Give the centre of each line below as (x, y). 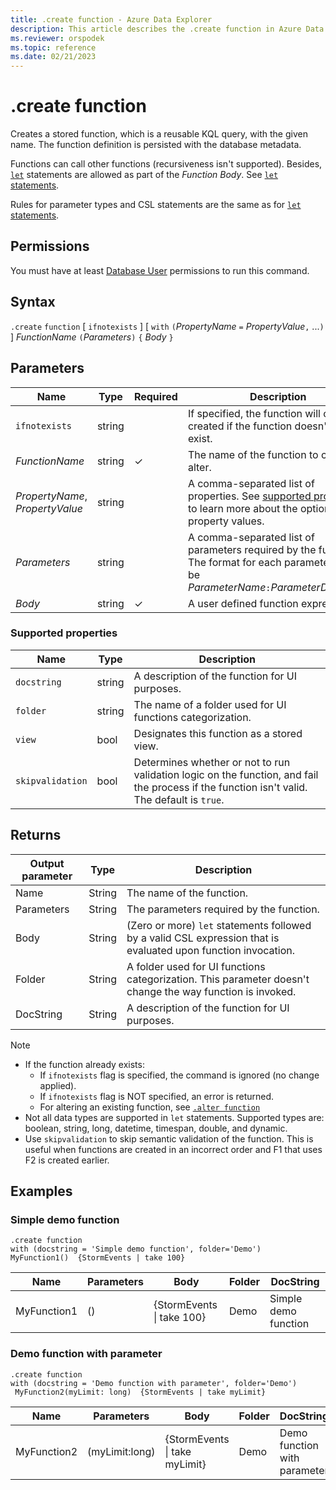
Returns (36, 835)
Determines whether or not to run (212, 762)
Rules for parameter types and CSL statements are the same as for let (156, 205)
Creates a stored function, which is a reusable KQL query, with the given (159, 134)
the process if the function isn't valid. (220, 787)
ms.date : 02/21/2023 (53, 57)
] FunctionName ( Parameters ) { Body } (92, 337)
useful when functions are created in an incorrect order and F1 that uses (173, 1149)
